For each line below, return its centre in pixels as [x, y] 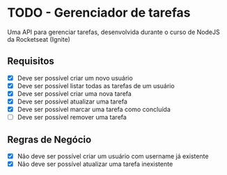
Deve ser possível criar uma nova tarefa [75, 93]
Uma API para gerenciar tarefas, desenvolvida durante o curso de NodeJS [114, 32]
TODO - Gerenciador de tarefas [99, 13]
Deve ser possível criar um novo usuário [75, 78]
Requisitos [31, 61]
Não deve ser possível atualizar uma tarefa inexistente [95, 164]
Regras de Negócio [49, 139]
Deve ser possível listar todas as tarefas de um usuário [96, 85]
